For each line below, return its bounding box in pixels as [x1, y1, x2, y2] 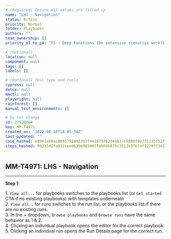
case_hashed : [5, 139, 33, 144]
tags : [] [5, 64, 24, 69]
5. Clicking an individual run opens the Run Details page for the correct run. [5, 228, 163, 234]
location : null [5, 54, 38, 59]
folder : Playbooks [5, 26, 44, 31]
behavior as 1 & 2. [5, 217, 42, 223]
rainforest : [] [5, 101, 38, 107]
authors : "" [5, 31, 31, 36]
